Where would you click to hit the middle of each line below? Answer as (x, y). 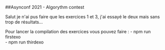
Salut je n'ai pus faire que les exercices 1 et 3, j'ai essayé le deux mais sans (82, 17)
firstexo (13, 37)
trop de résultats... (24, 22)
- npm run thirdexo (24, 42)
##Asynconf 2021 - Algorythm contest (45, 7)
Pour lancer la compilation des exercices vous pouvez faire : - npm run (78, 31)
